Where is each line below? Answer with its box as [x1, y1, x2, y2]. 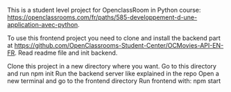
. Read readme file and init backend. [15, 48, 118, 57]
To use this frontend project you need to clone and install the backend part [7, 34, 221, 42]
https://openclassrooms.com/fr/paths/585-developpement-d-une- [7, 13, 198, 21]
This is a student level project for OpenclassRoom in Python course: [7, 6, 201, 14]
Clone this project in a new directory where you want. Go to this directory [7, 62, 217, 70]
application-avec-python [7, 21, 78, 28]
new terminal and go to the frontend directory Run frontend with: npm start [7, 77, 221, 85]
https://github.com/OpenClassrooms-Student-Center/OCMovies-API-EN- [14, 42, 224, 49]
